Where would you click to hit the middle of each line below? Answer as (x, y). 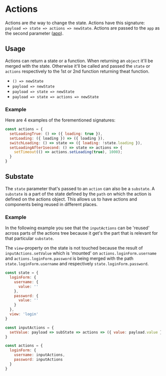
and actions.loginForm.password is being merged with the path (69, 258)
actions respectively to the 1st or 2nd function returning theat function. (77, 71)
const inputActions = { (30, 328)
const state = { (22, 273)
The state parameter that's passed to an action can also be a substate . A (80, 188)
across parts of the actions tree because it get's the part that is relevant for (82, 233)
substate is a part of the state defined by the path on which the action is (78, 194)
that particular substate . (30, 239)
